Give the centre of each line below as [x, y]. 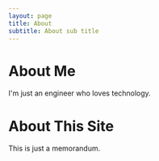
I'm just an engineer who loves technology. [79, 93]
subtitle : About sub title [54, 31]
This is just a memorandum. [54, 148]
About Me [42, 71]
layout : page [30, 16]
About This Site [61, 126]
